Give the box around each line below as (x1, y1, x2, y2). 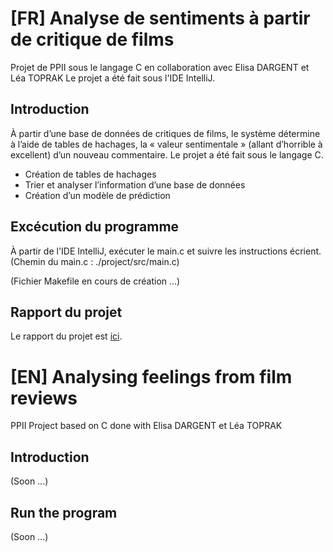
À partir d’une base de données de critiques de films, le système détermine (10, 127, 321, 139)
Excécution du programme (10, 218, 180, 236)
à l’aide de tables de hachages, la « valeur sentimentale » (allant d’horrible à (10, 138, 323, 150)
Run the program (10, 504, 118, 521)
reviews (10, 387, 78, 409)
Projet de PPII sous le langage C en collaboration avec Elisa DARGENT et (10, 61, 310, 73)
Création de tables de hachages (24, 168, 157, 180)
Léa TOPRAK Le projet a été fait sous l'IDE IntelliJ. (10, 72, 216, 84)
